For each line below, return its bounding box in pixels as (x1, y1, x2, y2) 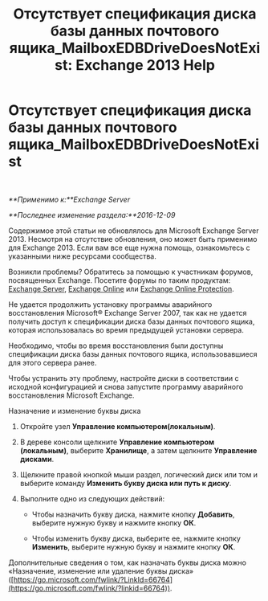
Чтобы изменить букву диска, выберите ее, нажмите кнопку (31, 534, 241, 543)
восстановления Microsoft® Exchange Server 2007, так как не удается (8, 308, 247, 317)
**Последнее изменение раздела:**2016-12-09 (8, 210, 176, 219)
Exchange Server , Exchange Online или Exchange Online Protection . (8, 284, 234, 293)
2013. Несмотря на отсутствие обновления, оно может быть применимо (8, 234, 258, 243)
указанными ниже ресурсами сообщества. (8, 251, 156, 261)
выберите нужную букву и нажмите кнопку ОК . (31, 517, 197, 527)
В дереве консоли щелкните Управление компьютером (19, 437, 215, 447)
